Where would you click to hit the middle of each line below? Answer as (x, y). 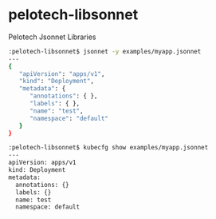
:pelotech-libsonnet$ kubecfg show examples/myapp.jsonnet (108, 148)
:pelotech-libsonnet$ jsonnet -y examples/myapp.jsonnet (105, 51)
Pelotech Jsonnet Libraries (52, 37)
